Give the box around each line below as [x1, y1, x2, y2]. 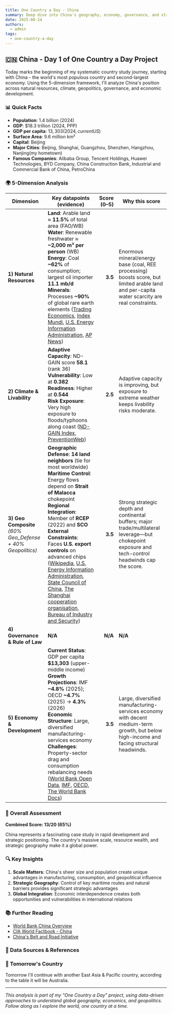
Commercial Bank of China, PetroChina [12, 166, 96, 172]
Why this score [122, 198, 161, 205]
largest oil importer [48, 274, 93, 281]
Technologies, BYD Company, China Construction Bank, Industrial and [12, 161, 161, 167]
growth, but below [118, 727, 162, 734]
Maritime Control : [48, 470, 92, 477]
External [48, 528, 69, 535]
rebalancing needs [48, 769, 93, 776]
